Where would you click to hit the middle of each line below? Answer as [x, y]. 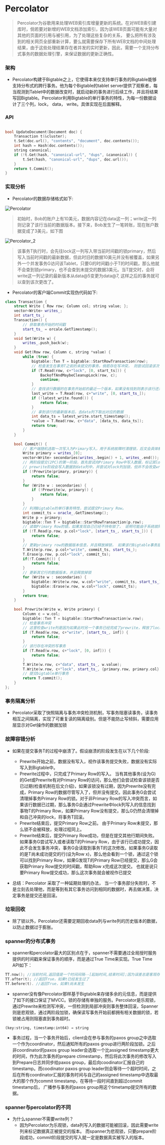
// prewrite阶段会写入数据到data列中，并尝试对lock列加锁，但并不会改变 [89, 467]
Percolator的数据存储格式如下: [43, 199]
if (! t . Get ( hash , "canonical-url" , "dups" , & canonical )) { [76, 155]
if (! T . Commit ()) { [41, 559]
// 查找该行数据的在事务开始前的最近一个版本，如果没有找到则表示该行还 [95, 389]
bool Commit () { [31, 444]
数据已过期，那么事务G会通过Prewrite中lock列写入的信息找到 [94, 804]
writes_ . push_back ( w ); [46, 343]
